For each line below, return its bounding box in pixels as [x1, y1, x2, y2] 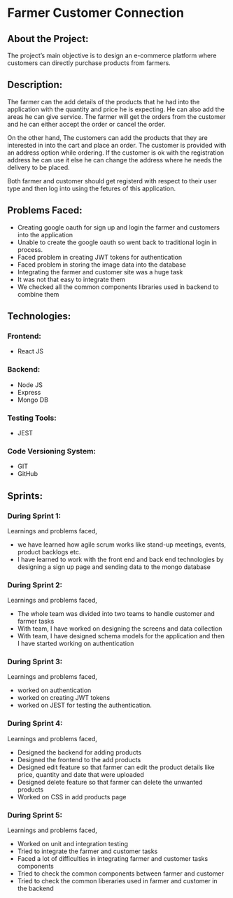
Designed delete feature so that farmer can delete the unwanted [17, 778, 203, 786]
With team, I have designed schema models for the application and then [17, 632, 225, 640]
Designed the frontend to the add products [17, 755, 141, 764]
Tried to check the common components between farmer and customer [17, 869, 224, 878]
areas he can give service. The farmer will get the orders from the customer [7, 112, 226, 120]
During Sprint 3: [7, 657, 63, 666]
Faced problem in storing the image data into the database [17, 260, 187, 269]
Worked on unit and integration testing [17, 840, 128, 848]
